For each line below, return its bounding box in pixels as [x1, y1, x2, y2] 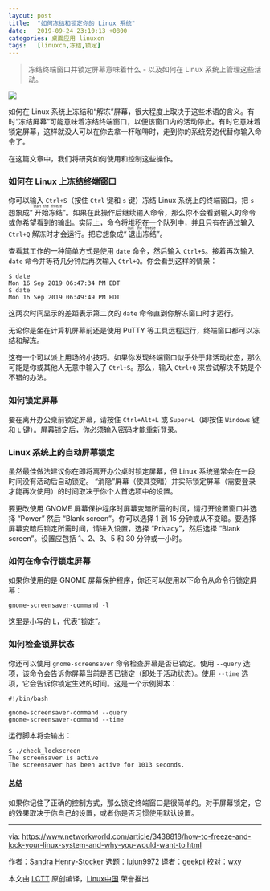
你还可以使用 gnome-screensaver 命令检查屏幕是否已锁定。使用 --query [8, 658, 242, 668]
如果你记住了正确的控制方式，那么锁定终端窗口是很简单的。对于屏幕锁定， [8, 798, 255, 808]
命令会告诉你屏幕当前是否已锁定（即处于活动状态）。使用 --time [29, 668, 239, 678]
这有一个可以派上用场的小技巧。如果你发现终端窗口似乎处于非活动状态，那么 [8, 352, 262, 362]
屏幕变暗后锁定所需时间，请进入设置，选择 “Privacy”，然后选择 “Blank [8, 523, 241, 534]
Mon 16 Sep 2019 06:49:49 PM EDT [8, 294, 121, 302]
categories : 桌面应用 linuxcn [8, 34, 104, 43]
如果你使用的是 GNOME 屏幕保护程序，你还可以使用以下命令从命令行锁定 [8, 576, 251, 585]
